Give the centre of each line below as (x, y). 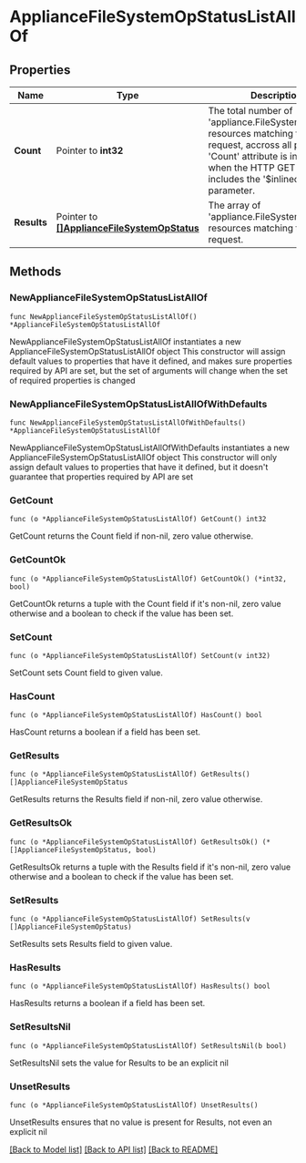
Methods (36, 272)
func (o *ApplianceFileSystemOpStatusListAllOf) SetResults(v (130, 919)
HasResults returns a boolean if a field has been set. (107, 1003)
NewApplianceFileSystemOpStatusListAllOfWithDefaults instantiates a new (149, 448)
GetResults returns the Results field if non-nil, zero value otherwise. (136, 799)
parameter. (231, 190)
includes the (235, 179)
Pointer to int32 (90, 150)
